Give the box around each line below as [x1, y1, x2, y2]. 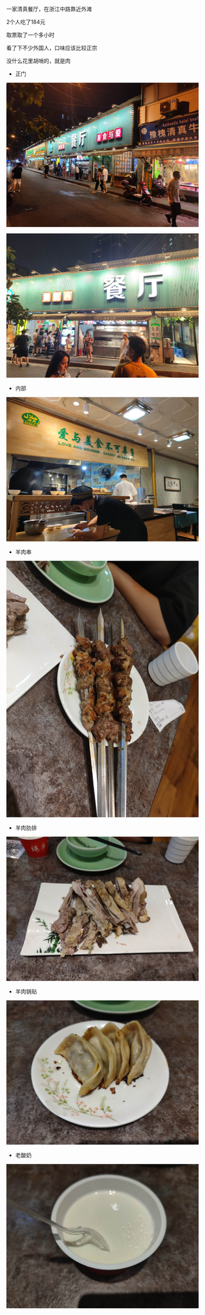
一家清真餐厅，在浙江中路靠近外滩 [6, 5, 92, 12]
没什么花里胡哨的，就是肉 [6, 57, 71, 64]
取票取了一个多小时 [6, 31, 55, 38]
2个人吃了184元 [6, 18, 46, 26]
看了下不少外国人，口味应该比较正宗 [6, 45, 98, 51]
